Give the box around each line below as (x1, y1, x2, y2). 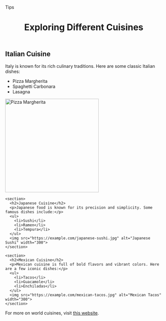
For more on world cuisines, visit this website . (5, 310, 99, 316)
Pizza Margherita (12, 78, 48, 84)
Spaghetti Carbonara (12, 83, 56, 89)
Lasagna (12, 88, 30, 94)
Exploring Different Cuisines (24, 22, 144, 33)
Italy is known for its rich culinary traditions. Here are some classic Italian (5, 63, 156, 69)
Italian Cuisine (5, 50, 51, 58)
